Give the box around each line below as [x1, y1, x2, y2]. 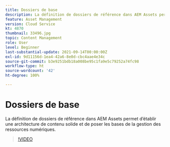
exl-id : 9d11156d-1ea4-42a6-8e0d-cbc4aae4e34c [5, 54, 105, 59]
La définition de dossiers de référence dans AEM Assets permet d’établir [5, 115, 157, 121]
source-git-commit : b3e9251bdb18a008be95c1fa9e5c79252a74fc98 [5, 59, 139, 64]
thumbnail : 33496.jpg [5, 31, 51, 36]
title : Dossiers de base [5, 7, 58, 13]
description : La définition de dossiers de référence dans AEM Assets [5, 12, 157, 17]
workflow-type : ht [5, 63, 44, 68]
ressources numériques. [5, 126, 56, 132]
